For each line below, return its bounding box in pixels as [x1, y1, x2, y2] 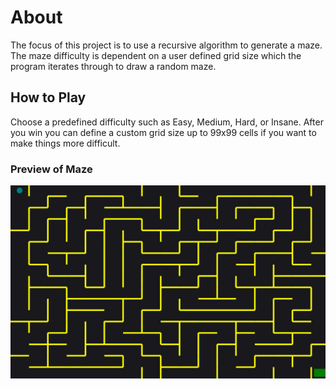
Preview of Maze [10, 162, 93, 176]
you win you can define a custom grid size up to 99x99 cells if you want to [10, 126, 317, 138]
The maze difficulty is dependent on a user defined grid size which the [10, 49, 302, 61]
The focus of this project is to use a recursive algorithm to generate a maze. [10, 39, 323, 51]
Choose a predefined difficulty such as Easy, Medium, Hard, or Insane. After [10, 116, 324, 128]
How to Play [10, 89, 87, 106]
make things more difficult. [10, 137, 121, 149]
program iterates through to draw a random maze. [10, 60, 217, 72]
